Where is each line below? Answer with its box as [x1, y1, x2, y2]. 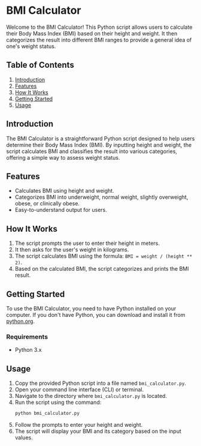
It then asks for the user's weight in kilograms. [14, 246, 129, 253]
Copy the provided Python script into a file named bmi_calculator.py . [14, 379, 187, 387]
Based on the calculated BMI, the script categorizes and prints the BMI [14, 265, 190, 273]
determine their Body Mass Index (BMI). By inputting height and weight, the [6, 141, 192, 148]
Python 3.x [14, 346, 42, 354]
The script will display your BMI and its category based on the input [14, 427, 181, 435]
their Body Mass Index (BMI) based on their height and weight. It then [6, 29, 178, 37]
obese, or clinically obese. [14, 200, 80, 207]
